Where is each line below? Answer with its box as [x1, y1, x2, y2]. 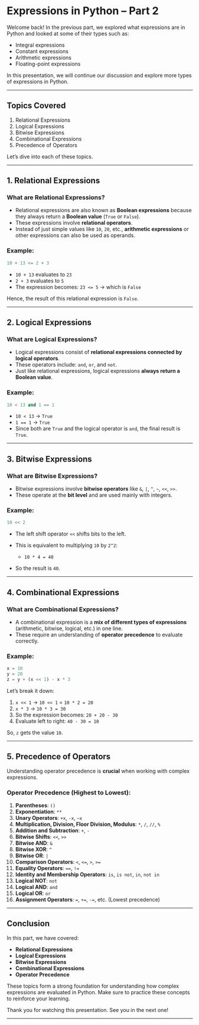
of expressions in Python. [6, 78, 69, 85]
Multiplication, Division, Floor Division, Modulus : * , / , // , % [15, 820, 161, 828]
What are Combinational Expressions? [6, 605, 119, 613]
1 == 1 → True [15, 419, 50, 426]
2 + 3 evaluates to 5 [15, 277, 64, 284]
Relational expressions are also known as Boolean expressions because [15, 207, 192, 214]
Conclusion [6, 919, 50, 929]
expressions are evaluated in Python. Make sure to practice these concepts [6, 988, 190, 995]
